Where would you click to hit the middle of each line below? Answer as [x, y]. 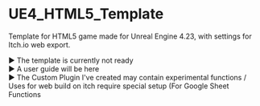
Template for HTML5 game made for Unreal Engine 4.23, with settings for [130, 36]
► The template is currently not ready [71, 60]
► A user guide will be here [54, 68]
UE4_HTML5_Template [86, 14]
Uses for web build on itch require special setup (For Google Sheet [119, 86]
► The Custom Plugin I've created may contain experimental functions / [128, 77]
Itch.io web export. [39, 44]
